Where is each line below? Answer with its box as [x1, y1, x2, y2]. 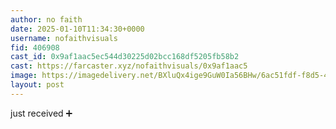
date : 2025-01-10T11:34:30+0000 [10, 24, 145, 34]
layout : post [10, 80, 65, 90]
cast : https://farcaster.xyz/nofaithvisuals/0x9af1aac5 [10, 61, 248, 71]
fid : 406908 [10, 42, 60, 53]
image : [10, 71, 38, 81]
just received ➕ [10, 107, 73, 119]
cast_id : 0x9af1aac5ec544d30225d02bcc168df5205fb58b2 [10, 52, 240, 62]
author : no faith [10, 14, 83, 25]
